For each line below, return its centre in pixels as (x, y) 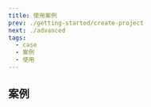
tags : (17, 38)
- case (26, 45)
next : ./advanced (37, 30)
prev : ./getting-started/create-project (76, 23)
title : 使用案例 (33, 15)
